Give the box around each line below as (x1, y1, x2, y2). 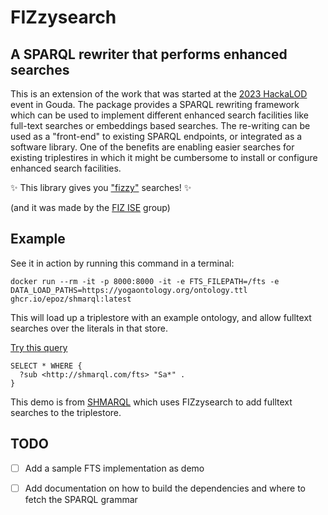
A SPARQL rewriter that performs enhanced (10, 46, 288, 63)
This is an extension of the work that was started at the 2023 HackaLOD (10, 88, 308, 100)
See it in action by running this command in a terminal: (10, 257, 235, 269)
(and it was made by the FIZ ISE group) (10, 202, 171, 213)
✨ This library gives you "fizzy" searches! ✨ (10, 182, 192, 193)
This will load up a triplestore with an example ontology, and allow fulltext (10, 311, 312, 323)
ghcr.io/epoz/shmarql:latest (10, 294, 132, 304)
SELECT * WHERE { (10, 361, 83, 371)
